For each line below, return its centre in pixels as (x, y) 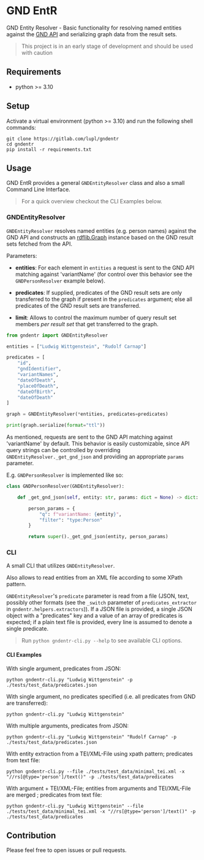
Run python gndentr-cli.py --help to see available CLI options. (102, 641)
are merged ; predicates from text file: (54, 795)
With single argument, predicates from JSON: (64, 668)
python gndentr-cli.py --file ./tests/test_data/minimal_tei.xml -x (96, 772)
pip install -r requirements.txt (49, 149)
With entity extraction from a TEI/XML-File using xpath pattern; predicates (100, 754)
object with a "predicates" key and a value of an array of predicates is (94, 616)
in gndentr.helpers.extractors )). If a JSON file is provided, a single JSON (99, 609)
